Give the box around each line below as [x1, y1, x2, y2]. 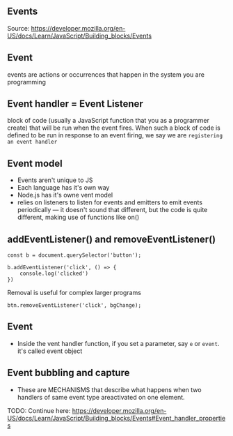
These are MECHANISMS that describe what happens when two [17, 385, 202, 393]
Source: [7, 24, 30, 32]
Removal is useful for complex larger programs [7, 289, 141, 297]
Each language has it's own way [17, 183, 110, 192]
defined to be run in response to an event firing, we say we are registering [7, 131, 223, 140]
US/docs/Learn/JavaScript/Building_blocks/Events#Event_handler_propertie [7, 414, 226, 422]
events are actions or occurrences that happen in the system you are [7, 70, 205, 79]
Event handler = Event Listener [7, 98, 144, 110]
